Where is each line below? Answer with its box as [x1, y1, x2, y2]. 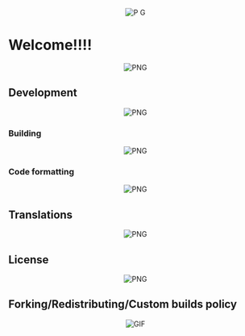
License [8, 253, 49, 267]
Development [8, 86, 78, 100]
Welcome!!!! [8, 36, 93, 54]
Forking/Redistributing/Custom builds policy [8, 297, 238, 311]
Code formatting [8, 166, 75, 177]
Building [8, 128, 42, 139]
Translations [8, 208, 73, 221]
